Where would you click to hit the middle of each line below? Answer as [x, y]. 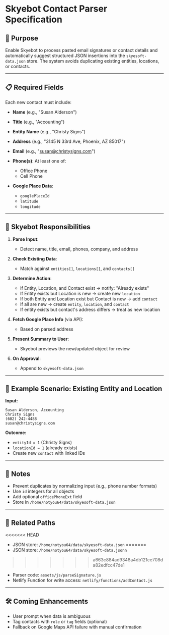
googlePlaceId [35, 196]
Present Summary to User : [41, 339]
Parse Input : [25, 239]
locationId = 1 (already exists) [45, 448]
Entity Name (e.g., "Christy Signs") [49, 131]
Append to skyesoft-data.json [52, 368]
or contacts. [18, 66]
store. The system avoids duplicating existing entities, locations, [93, 61]
